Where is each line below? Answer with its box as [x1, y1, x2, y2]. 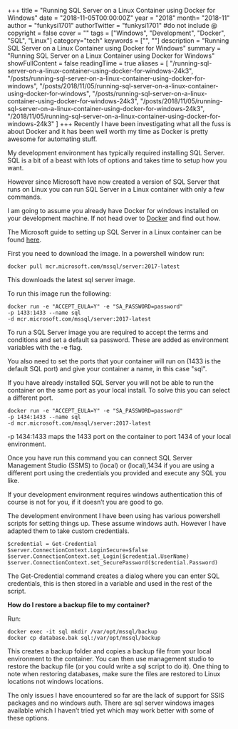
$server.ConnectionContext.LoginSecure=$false [7, 547, 148, 554]
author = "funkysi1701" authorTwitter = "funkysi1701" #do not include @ [7, 21, 217, 29]
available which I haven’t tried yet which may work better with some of [7, 706, 214, 715]
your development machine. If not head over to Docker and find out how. [7, 214, 221, 222]
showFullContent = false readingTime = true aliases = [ [7, 59, 169, 67]
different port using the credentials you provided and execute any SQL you [7, 469, 227, 477]
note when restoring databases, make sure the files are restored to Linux [7, 670, 221, 678]
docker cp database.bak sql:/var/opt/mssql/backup [7, 634, 161, 641]
